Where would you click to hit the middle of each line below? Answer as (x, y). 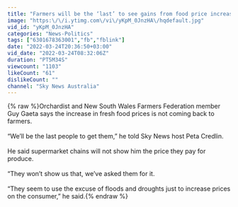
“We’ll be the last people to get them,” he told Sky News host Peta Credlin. (116, 136)
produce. (21, 159)
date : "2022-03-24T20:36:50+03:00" (60, 47)
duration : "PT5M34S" (38, 60)
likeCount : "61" (31, 73)
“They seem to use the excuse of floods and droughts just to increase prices (119, 189)
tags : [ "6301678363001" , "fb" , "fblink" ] (66, 40)
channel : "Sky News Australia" (53, 86)
